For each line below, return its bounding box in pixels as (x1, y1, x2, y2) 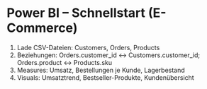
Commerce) (6, 20, 78, 36)
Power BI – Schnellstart (6, 5, 146, 21)
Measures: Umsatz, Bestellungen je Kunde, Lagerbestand (16, 66, 185, 74)
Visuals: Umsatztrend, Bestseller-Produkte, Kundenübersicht (16, 73, 194, 82)
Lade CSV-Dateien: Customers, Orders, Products (16, 43, 160, 52)
